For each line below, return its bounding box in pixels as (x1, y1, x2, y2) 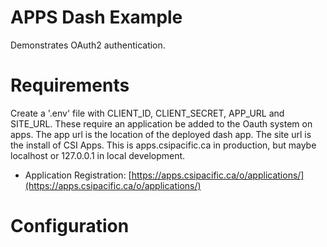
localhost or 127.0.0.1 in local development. (10, 149, 186, 161)
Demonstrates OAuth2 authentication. (10, 39, 166, 51)
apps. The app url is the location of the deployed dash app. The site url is (10, 128, 312, 140)
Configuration (10, 215, 130, 238)
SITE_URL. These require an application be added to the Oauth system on (10, 117, 313, 130)
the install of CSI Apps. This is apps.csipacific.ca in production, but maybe (10, 139, 317, 151)
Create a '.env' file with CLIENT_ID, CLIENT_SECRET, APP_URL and (10, 107, 285, 119)
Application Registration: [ (24, 169, 132, 181)
